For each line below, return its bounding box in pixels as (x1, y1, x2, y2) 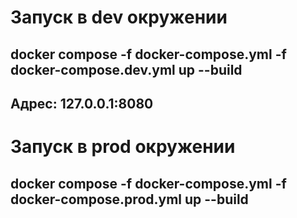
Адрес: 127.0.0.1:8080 (10, 95, 154, 112)
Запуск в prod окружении (10, 136, 236, 158)
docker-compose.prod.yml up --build (10, 191, 249, 208)
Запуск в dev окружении (10, 6, 228, 29)
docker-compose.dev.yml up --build (10, 61, 243, 78)
